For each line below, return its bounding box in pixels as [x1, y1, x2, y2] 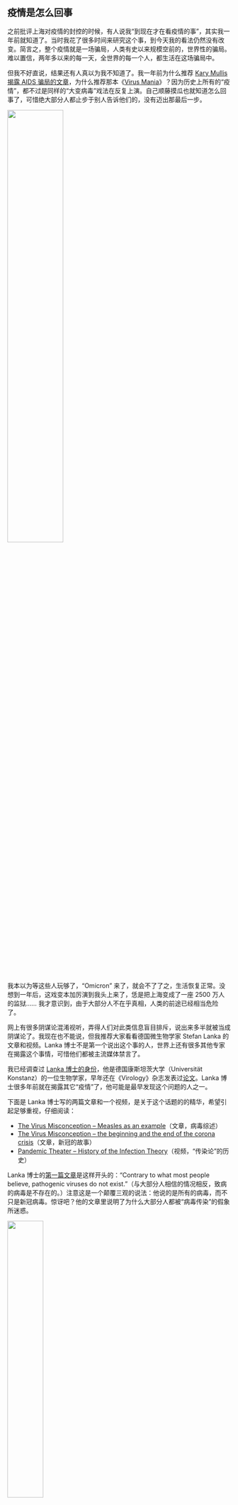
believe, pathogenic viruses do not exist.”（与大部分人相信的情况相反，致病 [7, 1179, 227, 1188]
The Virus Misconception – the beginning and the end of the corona [17, 1129, 215, 1137]
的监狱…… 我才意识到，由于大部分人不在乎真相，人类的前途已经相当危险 [7, 999, 219, 1008]
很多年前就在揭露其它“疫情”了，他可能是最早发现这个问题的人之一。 [13, 1082, 212, 1091]
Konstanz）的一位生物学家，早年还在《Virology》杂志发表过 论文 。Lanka [7, 1074, 220, 1082]
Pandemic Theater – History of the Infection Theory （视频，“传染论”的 [17, 1147, 223, 1155]
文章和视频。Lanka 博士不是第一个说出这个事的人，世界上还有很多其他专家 [7, 1040, 225, 1049]
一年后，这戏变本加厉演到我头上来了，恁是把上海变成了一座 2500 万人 [19, 990, 225, 998]
